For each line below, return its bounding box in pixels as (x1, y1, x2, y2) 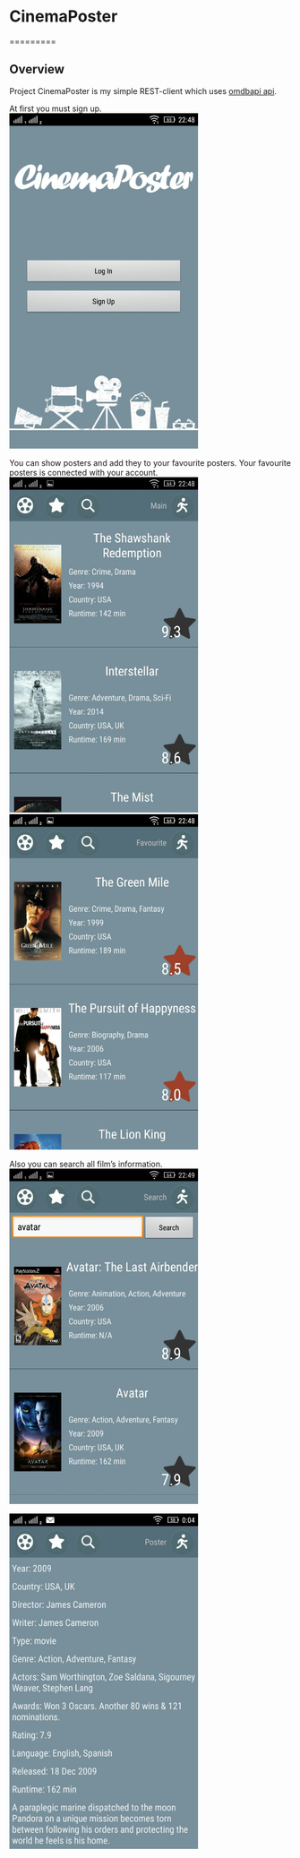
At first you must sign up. (9, 103, 102, 114)
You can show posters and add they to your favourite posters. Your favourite (9, 457, 291, 468)
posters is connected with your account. (9, 467, 159, 477)
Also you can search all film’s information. (9, 1158, 163, 1170)
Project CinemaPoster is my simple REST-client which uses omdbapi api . (9, 85, 278, 96)
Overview (9, 62, 65, 77)
